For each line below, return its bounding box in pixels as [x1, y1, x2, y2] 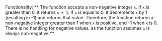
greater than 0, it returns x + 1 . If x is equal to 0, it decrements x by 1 [5, 9, 147, 15]
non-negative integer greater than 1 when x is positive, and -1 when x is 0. [5, 20, 158, 26]
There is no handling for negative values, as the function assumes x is [5, 25, 150, 31]
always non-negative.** [5, 31, 54, 36]
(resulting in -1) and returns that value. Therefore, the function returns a [5, 15, 153, 20]
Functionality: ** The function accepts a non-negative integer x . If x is [5, 4, 150, 10]
